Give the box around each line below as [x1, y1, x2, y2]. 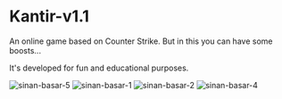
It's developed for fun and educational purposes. [9, 62, 189, 73]
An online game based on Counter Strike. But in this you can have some [9, 36, 273, 46]
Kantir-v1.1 [9, 6, 89, 27]
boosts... [9, 45, 42, 55]
